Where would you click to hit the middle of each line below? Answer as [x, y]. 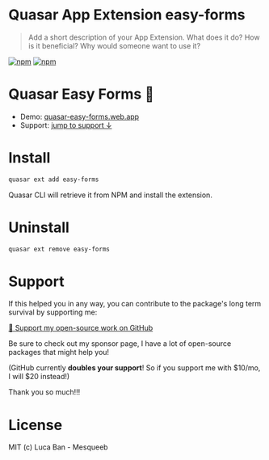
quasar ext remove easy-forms [59, 249]
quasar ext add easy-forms [54, 179]
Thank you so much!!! [44, 392]
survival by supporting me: [53, 312]
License [36, 425]
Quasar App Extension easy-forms [127, 15]
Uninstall [39, 227]
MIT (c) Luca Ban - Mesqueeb [58, 447]
